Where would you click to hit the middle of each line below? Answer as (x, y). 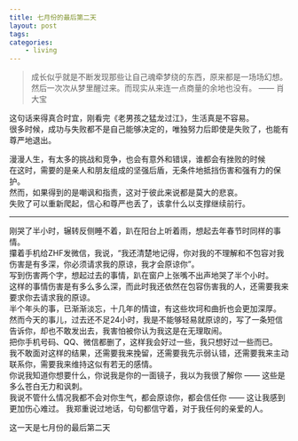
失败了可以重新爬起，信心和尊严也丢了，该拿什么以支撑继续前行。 (129, 204)
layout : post (33, 26)
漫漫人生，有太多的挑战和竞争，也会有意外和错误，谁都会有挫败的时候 (137, 159)
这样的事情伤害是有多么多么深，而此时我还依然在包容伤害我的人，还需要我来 (149, 286)
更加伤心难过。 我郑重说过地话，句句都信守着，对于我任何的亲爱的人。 (138, 409)
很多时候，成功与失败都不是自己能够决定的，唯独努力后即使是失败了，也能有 (149, 129)
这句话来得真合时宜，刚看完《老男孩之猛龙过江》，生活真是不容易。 (132, 118)
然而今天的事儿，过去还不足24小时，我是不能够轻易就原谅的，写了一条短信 (146, 320)
